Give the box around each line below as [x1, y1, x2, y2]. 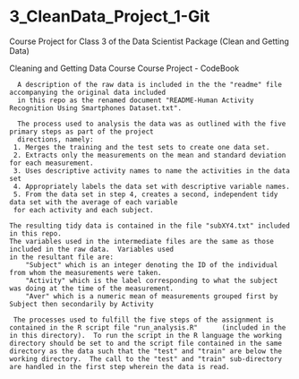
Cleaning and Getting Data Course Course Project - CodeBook [9, 63, 240, 73]
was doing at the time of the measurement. [9, 284, 175, 293]
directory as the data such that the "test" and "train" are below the [9, 347, 282, 356]
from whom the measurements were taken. [9, 268, 163, 277]
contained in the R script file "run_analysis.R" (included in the [9, 323, 286, 332]
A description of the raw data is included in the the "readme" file [17, 80, 282, 89]
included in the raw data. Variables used [9, 245, 175, 254]
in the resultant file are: [9, 253, 115, 262]
